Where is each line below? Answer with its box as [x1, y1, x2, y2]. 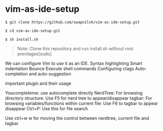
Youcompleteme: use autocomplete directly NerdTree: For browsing [5, 90, 143, 96]
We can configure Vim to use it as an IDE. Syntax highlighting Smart [5, 60, 143, 66]
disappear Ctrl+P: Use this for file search [5, 105, 88, 111]
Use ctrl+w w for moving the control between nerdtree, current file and [5, 115, 149, 121]
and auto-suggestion [29, 70, 71, 77]
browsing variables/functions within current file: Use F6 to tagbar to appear [5, 100, 159, 106]
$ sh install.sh [5, 37, 38, 42]
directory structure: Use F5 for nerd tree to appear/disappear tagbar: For [5, 95, 153, 101]
